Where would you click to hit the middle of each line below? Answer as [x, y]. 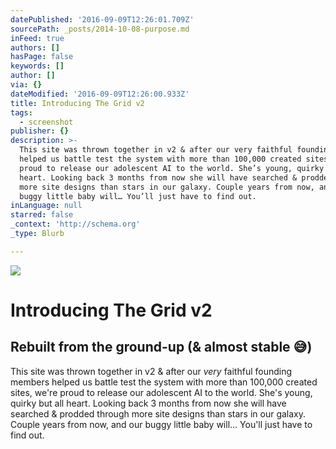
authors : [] [35, 47]
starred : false [42, 215]
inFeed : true [37, 38]
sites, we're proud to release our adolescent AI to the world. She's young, [161, 392]
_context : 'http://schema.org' [75, 224]
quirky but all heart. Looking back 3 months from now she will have [148, 403]
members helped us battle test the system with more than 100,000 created [164, 382]
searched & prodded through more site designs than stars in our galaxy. [158, 413]
